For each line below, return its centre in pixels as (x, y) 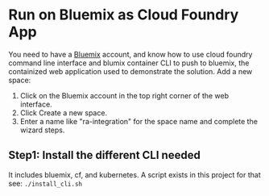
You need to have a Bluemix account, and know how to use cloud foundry (130, 54)
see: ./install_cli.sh (46, 183)
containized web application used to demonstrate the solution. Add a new (130, 71)
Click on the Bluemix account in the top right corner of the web (124, 95)
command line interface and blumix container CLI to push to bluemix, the (129, 63)
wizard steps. (42, 130)
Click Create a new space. (63, 113)
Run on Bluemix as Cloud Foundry (124, 15)
